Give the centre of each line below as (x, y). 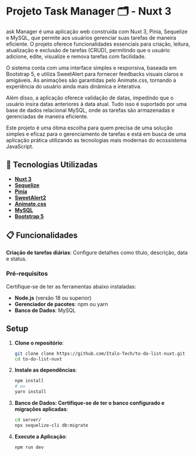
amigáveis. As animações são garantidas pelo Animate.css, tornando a (91, 80)
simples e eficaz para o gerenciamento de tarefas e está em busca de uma (96, 134)
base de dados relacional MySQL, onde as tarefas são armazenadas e (90, 110)
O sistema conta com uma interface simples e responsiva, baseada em (91, 67)
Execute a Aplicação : (41, 436)
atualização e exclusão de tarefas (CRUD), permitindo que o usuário (88, 50)
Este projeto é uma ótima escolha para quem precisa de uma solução (90, 128)
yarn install (30, 392)
